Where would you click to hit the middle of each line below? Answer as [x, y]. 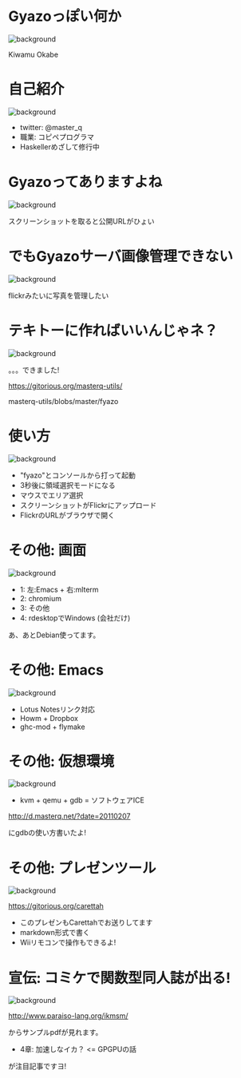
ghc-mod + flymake [52, 727]
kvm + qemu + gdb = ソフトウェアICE [82, 800]
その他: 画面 [47, 550]
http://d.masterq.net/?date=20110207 [69, 816]
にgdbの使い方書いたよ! [47, 833]
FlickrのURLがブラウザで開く [67, 515]
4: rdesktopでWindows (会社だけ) [75, 618]
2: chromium [41, 598]
